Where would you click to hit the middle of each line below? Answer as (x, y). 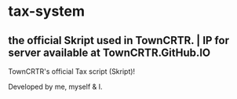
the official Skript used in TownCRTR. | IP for (119, 40)
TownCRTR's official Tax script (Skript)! (72, 71)
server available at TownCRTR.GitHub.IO (109, 52)
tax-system (46, 11)
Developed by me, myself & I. (56, 86)
